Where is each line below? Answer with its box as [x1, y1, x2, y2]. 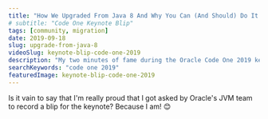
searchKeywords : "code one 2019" [8, 64, 120, 72]
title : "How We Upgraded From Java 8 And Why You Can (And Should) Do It [8, 11, 259, 20]
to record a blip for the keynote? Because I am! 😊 [8, 101, 171, 111]
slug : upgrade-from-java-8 [8, 42, 98, 50]
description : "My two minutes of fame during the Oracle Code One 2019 [8, 57, 251, 65]
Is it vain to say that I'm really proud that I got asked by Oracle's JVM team [8, 93, 253, 102]
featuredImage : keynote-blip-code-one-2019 [8, 71, 156, 79]
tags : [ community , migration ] [8, 26, 109, 34]
